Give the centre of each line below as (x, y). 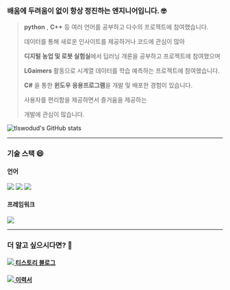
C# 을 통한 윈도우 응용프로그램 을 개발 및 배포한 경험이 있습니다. (108, 85)
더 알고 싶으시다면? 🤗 (40, 245)
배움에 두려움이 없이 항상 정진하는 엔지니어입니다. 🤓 (87, 10)
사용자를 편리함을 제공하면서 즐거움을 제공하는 (85, 100)
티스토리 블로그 (36, 263)
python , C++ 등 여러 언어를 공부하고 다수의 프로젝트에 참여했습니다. (116, 27)
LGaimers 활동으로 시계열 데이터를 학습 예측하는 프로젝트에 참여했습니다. (122, 71)
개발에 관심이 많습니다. (54, 114)
